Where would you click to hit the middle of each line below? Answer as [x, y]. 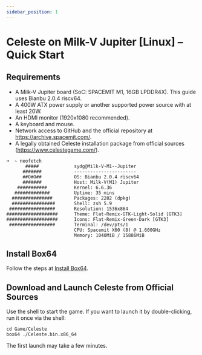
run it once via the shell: [36, 318]
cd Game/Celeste [27, 329]
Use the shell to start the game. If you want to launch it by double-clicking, [99, 312]
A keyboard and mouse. [45, 124]
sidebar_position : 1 [32, 12]
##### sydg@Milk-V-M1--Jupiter [81, 166]
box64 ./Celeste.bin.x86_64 [42, 334]
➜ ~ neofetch [24, 161]
